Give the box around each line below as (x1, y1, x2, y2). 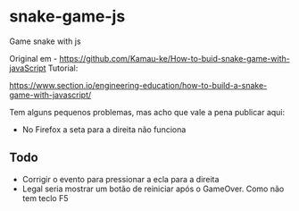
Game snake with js (9, 36, 82, 46)
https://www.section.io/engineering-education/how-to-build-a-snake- (9, 80, 268, 90)
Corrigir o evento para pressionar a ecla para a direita (21, 173, 220, 184)
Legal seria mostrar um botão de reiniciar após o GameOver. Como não (21, 183, 285, 194)
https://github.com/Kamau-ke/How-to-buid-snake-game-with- (59, 53, 290, 63)
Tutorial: (47, 63, 79, 73)
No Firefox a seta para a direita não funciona (21, 123, 187, 135)
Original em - (9, 53, 58, 63)
